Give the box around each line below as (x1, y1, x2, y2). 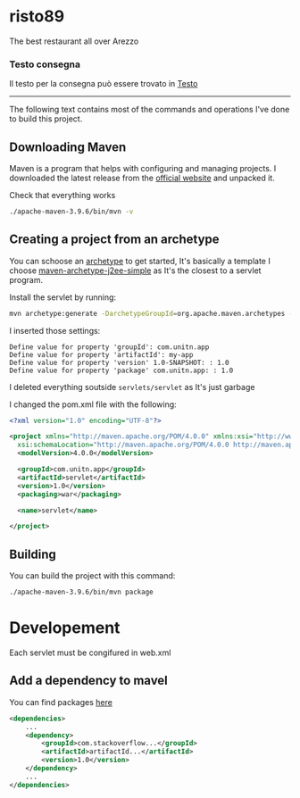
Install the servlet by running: (9, 292, 117, 303)
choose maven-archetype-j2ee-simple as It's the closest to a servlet (9, 265, 262, 276)
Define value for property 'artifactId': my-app (9, 350, 194, 359)
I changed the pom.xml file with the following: (9, 399, 177, 410)
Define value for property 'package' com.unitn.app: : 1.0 (9, 366, 234, 375)
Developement (9, 618, 121, 638)
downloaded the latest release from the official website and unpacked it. (9, 172, 275, 184)
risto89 (9, 6, 65, 27)
